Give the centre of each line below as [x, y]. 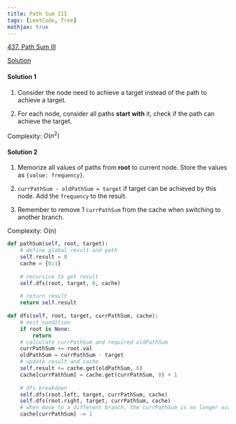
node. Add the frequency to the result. [72, 196]
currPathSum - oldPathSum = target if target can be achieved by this [117, 189]
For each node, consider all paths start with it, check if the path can [116, 113]
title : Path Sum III [38, 14]
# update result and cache [59, 362]
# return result [44, 297]
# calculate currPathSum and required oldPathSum [94, 342]
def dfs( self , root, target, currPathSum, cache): [83, 316]
